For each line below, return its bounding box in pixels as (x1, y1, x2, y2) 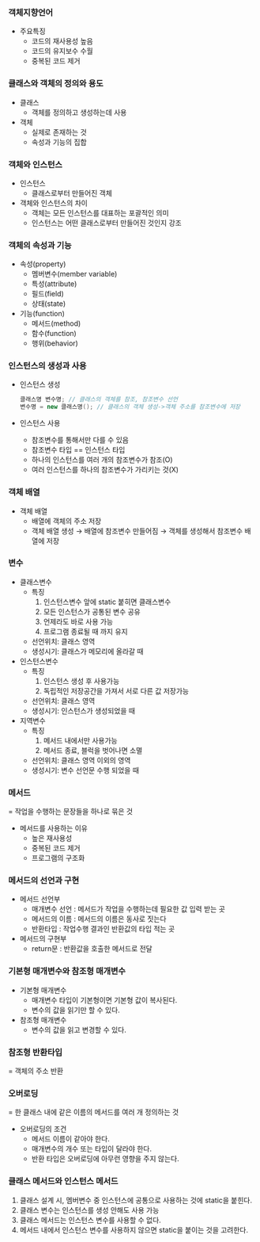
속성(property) (19, 259, 66, 269)
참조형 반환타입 (8, 1046, 63, 1057)
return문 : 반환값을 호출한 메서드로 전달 (31, 944, 153, 953)
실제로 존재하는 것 (31, 127, 87, 136)
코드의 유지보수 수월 (31, 46, 93, 56)
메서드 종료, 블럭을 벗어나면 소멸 (43, 745, 143, 755)
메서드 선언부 (19, 894, 61, 904)
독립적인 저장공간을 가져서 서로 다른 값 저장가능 (43, 686, 190, 695)
